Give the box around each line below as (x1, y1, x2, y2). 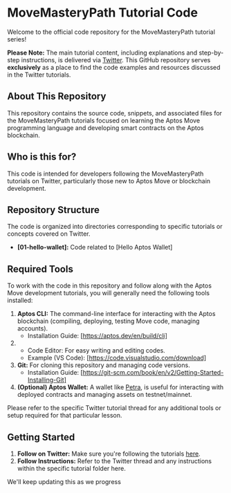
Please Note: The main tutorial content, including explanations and (7, 48, 198, 57)
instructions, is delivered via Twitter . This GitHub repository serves (21, 55, 211, 64)
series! (7, 35, 26, 43)
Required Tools (7, 263, 74, 275)
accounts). (17, 324, 48, 333)
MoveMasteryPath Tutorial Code (7, 5, 198, 21)
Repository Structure (7, 204, 100, 216)
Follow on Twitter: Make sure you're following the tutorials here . (17, 449, 201, 458)
